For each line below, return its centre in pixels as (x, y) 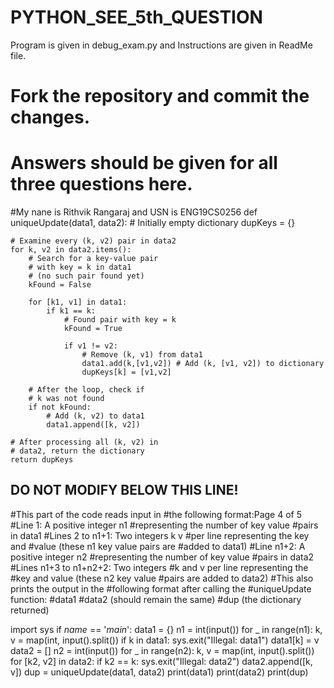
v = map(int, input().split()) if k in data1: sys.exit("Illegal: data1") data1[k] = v (165, 640)
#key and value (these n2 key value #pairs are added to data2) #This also (162, 578)
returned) (30, 610)
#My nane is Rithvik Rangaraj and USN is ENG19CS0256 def (134, 212)
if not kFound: (60, 407)
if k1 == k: (71, 311)
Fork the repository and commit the (160, 96)
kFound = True (93, 329)
